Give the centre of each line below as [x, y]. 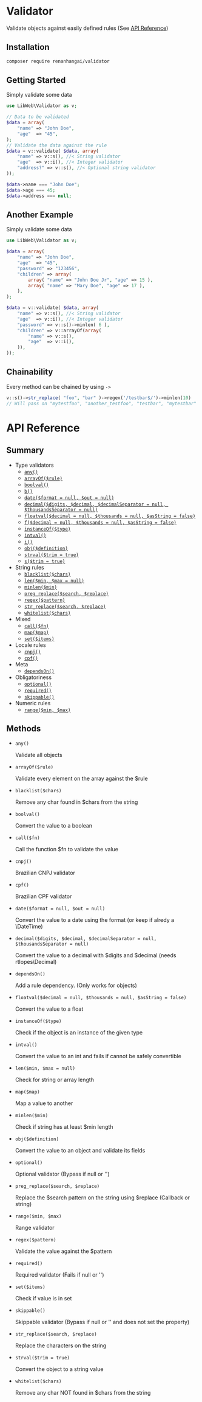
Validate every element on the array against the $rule [81, 779]
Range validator [35, 1228]
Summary [25, 451]
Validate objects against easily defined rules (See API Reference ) [87, 28]
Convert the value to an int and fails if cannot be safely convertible [98, 1056]
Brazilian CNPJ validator [45, 873]
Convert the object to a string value [59, 1369]
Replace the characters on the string [61, 1345]
